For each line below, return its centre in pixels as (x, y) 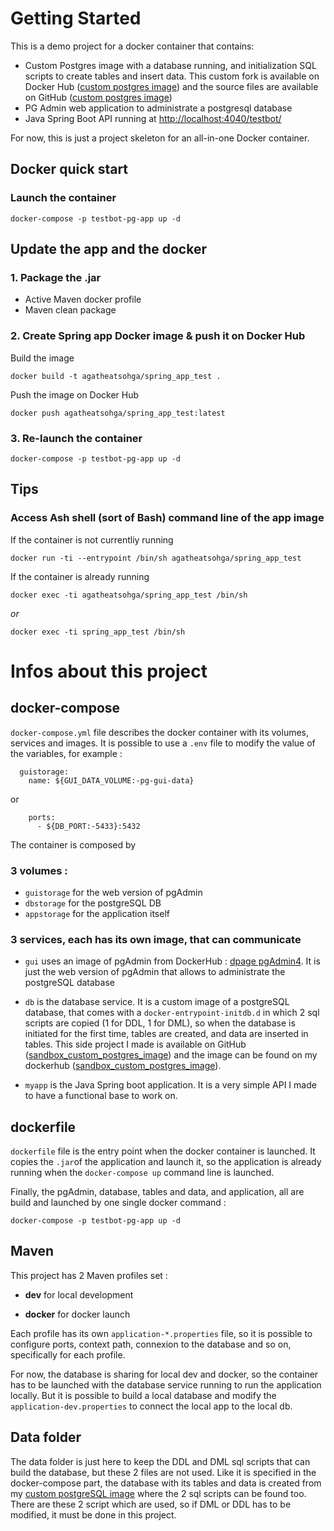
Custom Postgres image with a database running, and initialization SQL (170, 65)
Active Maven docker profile (83, 299)
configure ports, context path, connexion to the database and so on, (151, 1344)
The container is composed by (73, 844)
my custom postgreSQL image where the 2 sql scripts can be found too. (158, 1493)
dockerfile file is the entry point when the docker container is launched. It (163, 1151)
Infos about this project (109, 671)
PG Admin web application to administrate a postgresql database (158, 108)
